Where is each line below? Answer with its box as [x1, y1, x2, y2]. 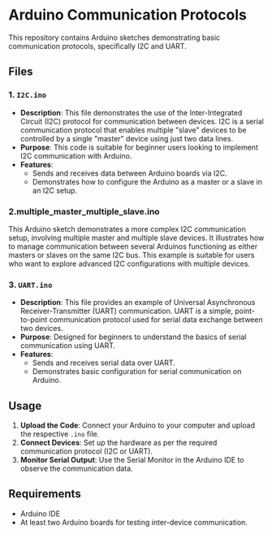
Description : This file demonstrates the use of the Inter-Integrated [19, 107, 243, 117]
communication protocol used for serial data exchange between [49, 315, 263, 324]
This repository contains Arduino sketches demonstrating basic [8, 33, 221, 42]
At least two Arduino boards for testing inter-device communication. [19, 517, 248, 527]
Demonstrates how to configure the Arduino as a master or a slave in [32, 176, 262, 186]
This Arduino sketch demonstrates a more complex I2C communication [8, 224, 246, 233]
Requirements [8, 487, 81, 501]
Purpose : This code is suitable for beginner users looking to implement [19, 142, 258, 152]
